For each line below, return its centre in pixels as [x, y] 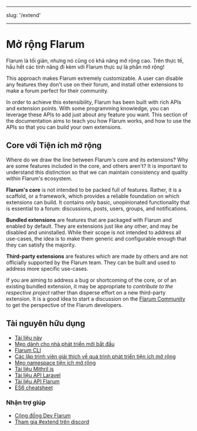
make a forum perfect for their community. [57, 90]
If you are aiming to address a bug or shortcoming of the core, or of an [91, 280]
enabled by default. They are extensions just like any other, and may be [92, 226]
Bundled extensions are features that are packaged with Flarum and [89, 220]
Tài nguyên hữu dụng [46, 324]
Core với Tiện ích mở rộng [54, 145]
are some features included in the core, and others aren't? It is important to [97, 166]
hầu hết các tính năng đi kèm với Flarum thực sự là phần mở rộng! [85, 67]
